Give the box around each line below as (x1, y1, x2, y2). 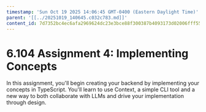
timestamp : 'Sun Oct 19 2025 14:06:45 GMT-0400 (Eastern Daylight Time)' (6, 9, 199, 15)
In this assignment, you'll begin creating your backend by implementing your (6, 80, 199, 87)
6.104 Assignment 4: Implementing (6, 46, 189, 60)
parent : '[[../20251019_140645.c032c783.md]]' (6, 15, 128, 21)
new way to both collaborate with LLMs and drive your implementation (6, 93, 184, 100)
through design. (6, 99, 47, 107)
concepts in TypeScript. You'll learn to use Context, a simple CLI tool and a (6, 86, 195, 93)
